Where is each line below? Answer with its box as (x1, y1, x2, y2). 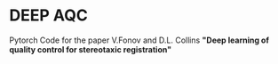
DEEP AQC (9, 5, 89, 26)
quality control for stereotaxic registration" (9, 44, 171, 54)
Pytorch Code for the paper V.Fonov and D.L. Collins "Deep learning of (9, 35, 269, 45)
